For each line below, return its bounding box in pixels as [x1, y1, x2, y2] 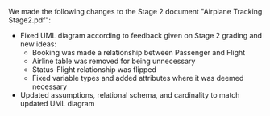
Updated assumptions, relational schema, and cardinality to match [19, 90, 240, 99]
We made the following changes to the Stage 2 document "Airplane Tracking [8, 7, 263, 16]
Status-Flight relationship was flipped [31, 65, 157, 74]
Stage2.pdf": [8, 15, 51, 25]
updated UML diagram [19, 99, 95, 108]
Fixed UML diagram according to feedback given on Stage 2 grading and [19, 31, 263, 40]
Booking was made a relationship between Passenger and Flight [31, 48, 246, 57]
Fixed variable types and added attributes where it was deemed [31, 74, 244, 82]
